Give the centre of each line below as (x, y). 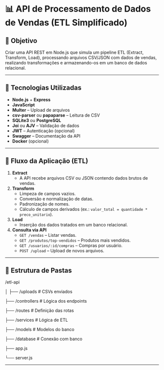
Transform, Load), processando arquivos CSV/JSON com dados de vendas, (81, 58)
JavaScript (23, 104)
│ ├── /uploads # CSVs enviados (39, 292)
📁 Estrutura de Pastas (39, 271)
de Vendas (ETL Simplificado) (66, 23)
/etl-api (12, 282)
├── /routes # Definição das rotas (40, 310)
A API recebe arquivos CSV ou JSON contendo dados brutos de (83, 178)
